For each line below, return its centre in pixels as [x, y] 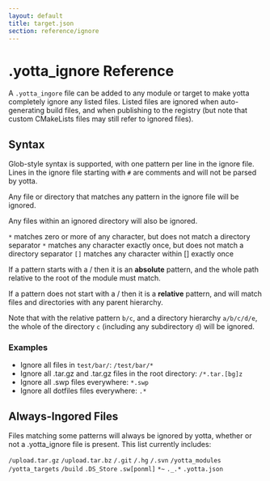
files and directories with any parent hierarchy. [86, 302]
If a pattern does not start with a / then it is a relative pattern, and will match [135, 294]
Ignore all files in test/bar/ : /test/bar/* [86, 365]
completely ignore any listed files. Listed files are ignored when [114, 102]
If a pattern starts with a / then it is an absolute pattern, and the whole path [133, 270]
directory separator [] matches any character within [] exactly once [121, 254]
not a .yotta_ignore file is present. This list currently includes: [110, 445]
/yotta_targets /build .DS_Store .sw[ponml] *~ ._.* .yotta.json [116, 470]
